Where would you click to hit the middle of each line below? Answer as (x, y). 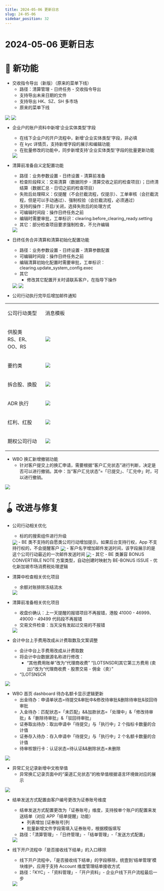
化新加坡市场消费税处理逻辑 (40, 567)
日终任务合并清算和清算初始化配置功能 (51, 240)
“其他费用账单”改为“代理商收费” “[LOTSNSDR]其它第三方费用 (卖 (91, 663)
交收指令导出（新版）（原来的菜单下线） (52, 83)
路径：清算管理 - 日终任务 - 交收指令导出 (60, 89)
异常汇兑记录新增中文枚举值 (40, 768)
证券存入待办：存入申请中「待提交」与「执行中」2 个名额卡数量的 (86, 736)
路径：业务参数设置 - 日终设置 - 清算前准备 (62, 176)
